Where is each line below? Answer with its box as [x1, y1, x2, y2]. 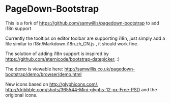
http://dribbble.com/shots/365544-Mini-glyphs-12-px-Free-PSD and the [5, 86, 157, 92]
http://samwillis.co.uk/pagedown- [64, 66, 135, 72]
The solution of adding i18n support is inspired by [5, 50, 109, 57]
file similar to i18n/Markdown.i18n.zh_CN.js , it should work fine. [5, 40, 138, 46]
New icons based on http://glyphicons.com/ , [5, 81, 99, 87]
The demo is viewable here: [5, 66, 64, 72]
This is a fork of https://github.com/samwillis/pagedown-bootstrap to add [5, 20, 159, 26]
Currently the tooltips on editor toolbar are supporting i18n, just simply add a [5, 35, 165, 41]
